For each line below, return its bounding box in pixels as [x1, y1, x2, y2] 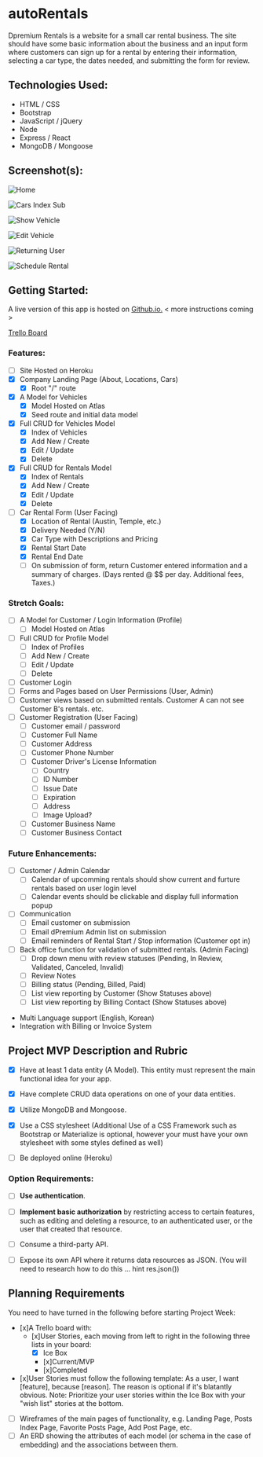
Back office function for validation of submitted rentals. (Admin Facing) [19, 945, 250, 954]
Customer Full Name [31, 730, 98, 740]
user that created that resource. [19, 1224, 123, 1234]
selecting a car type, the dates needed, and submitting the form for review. [8, 56, 250, 65]
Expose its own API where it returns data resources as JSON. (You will [19, 1255, 247, 1264]
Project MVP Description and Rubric [8, 1044, 188, 1058]
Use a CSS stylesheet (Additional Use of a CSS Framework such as [19, 1121, 237, 1130]
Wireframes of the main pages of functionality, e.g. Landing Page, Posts [19, 1414, 253, 1423]
